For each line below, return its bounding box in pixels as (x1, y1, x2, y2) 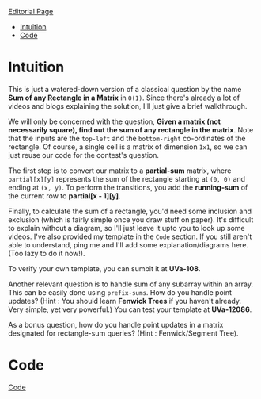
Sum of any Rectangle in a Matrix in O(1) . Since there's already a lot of (8, 93, 240, 102)
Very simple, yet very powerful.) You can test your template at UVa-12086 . (8, 305, 252, 314)
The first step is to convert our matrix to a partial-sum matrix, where (8, 166, 232, 175)
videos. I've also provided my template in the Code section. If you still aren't (8, 232, 252, 241)
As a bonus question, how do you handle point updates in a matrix (8, 320, 224, 329)
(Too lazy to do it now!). (8, 248, 85, 258)
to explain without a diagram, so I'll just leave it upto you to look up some (8, 223, 245, 232)
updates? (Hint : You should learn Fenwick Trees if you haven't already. (8, 296, 241, 305)
